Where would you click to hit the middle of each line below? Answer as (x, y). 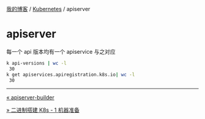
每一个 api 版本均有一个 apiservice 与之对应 (61, 51)
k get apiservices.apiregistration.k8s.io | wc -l (71, 74)
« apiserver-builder (31, 98)
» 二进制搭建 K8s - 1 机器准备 (43, 110)
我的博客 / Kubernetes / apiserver (48, 9)
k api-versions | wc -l (37, 63)
